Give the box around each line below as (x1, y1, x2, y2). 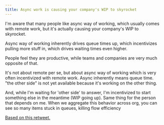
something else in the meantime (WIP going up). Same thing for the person (5, 95, 156, 101)
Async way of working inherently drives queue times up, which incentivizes (5, 40, 158, 46)
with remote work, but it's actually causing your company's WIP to (5, 25, 139, 32)
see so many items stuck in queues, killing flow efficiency (5, 105, 121, 111)
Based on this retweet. (5, 114, 50, 120)
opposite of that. (5, 60, 39, 66)
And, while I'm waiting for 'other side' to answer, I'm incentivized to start (5, 89, 151, 95)
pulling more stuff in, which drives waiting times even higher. (5, 45, 128, 51)
